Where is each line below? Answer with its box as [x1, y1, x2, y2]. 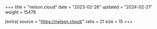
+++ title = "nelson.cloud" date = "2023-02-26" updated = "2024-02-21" [5, 4, 153, 10]
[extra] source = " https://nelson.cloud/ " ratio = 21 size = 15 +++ [5, 19, 133, 24]
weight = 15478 [5, 9, 36, 15]
